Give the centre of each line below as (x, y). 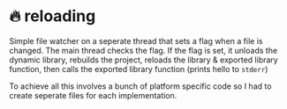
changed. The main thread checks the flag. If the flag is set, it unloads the (143, 50)
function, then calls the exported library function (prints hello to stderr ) (139, 69)
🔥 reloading (53, 16)
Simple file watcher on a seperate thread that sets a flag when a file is (136, 40)
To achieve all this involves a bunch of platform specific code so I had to (140, 86)
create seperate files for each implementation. (93, 95)
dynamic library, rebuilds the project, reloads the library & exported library (143, 60)
